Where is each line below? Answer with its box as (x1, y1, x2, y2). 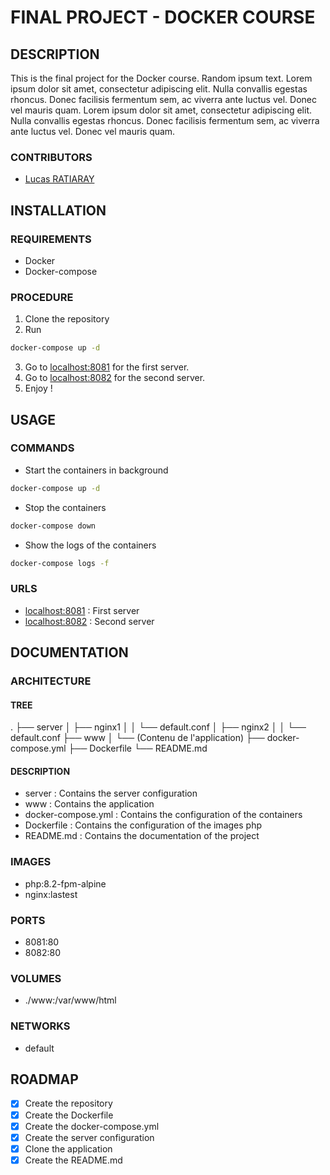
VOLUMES (10, 972, 62, 985)
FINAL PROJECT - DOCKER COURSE (10, 6, 316, 29)
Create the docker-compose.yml (24, 1120, 160, 1132)
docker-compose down (10, 521, 97, 531)
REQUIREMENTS (10, 232, 92, 246)
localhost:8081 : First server (24, 604, 140, 616)
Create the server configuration (24, 1131, 155, 1143)
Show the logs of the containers (24, 539, 157, 551)
